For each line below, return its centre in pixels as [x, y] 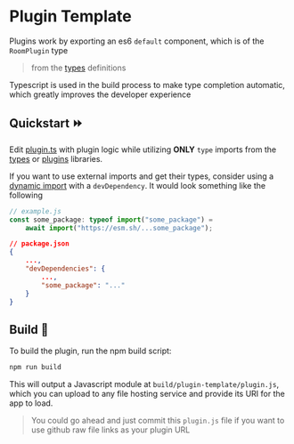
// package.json [39, 244]
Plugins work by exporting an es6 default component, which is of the [137, 41]
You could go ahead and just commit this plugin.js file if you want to [158, 421]
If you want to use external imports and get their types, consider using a [142, 176]
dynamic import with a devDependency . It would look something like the [137, 185]
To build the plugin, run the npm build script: [90, 351]
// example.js [36, 211]
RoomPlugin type [39, 50]
